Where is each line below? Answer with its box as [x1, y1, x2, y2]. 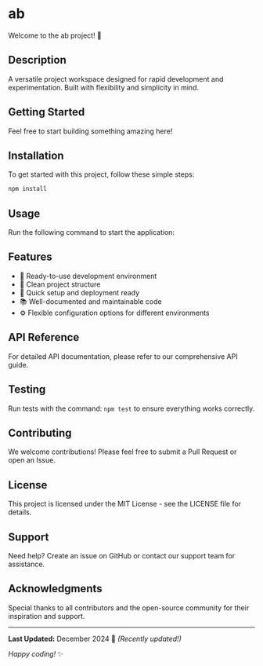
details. [8, 507, 32, 517]
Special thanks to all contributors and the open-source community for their [8, 602, 250, 613]
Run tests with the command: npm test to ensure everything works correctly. [8, 404, 255, 413]
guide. [8, 360, 29, 369]
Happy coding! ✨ [8, 649, 64, 658]
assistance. [8, 559, 45, 569]
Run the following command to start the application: [8, 228, 175, 237]
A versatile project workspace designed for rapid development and [8, 74, 224, 83]
